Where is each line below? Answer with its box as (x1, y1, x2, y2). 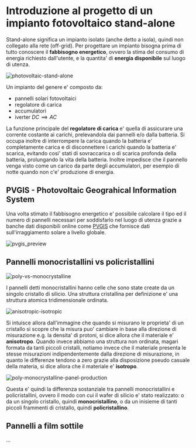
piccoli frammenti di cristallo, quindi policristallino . (6, 404, 129, 411)
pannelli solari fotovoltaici (14, 95, 77, 102)
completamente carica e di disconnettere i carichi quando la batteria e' (6, 143, 177, 151)
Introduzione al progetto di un (6, 4, 153, 18)
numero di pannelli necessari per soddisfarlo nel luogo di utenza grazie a (6, 216, 182, 223)
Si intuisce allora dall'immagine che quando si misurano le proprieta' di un (6, 319, 184, 326)
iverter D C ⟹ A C (14, 113, 57, 121)
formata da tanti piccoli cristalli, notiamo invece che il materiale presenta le (6, 344, 187, 351)
